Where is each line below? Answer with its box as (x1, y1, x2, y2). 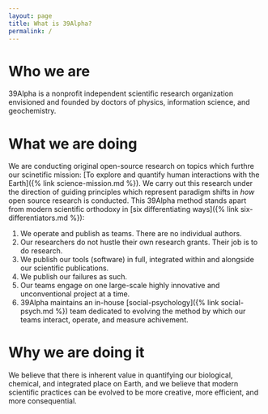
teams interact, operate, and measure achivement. (19, 315, 189, 325)
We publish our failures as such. (19, 272, 128, 282)
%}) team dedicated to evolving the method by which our (55, 306, 246, 317)
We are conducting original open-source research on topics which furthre (8, 162, 255, 171)
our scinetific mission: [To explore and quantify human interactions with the (8, 170, 260, 179)
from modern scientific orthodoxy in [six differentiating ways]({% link (8, 205, 239, 214)
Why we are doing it (8, 343, 145, 362)
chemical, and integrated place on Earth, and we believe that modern (8, 379, 239, 389)
